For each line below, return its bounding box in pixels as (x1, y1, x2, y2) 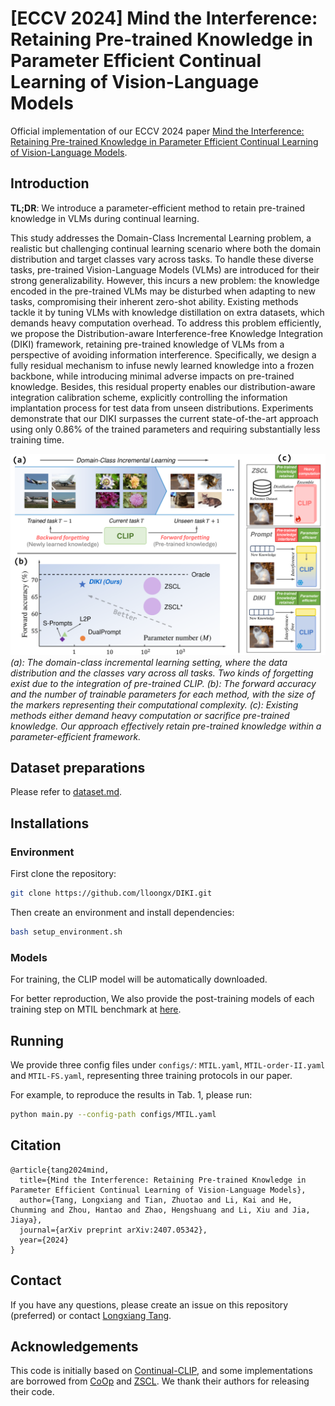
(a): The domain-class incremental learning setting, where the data (10, 656, 288, 668)
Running (10, 1032, 65, 1049)
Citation (10, 1137, 62, 1154)
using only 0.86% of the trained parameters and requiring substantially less (10, 423, 321, 435)
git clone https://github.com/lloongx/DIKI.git (10, 888, 213, 899)
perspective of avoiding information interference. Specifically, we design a (10, 348, 317, 361)
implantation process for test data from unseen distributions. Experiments (10, 402, 314, 414)
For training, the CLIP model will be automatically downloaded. (10, 973, 268, 986)
